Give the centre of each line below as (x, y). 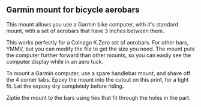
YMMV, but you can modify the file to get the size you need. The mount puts (100, 49)
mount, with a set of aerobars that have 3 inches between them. (85, 31)
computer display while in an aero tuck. (55, 61)
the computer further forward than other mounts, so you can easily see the (99, 55)
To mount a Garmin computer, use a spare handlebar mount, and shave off (98, 73)
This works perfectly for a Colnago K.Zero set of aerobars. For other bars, (97, 42)
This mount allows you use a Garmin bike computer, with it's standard (92, 24)
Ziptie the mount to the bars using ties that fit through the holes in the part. (98, 97)
